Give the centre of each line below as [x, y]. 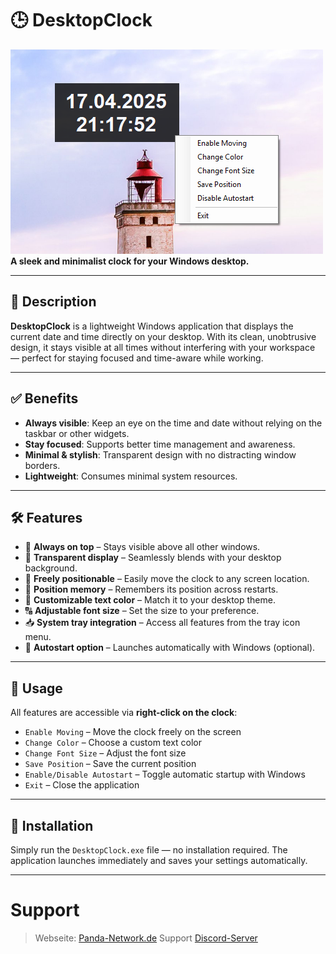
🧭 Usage [36, 688]
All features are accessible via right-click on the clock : [124, 713]
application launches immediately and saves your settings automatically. [159, 860]
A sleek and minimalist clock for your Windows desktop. [130, 261]
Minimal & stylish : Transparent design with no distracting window [160, 454]
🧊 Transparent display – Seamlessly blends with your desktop [153, 558]
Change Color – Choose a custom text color [113, 743]
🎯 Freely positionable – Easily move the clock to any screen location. [167, 579]
